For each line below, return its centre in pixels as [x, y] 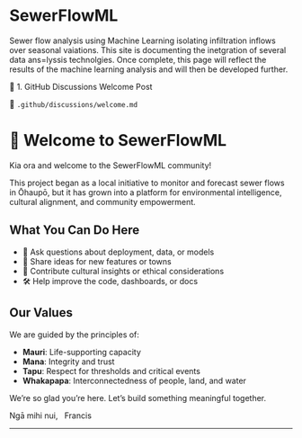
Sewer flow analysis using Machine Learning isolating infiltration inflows [142, 40]
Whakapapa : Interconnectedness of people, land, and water [134, 380]
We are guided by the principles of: [74, 335]
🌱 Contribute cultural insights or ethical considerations [123, 271]
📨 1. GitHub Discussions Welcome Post [81, 86]
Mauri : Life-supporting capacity [82, 352]
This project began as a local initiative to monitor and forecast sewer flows [147, 183]
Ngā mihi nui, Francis [51, 416]
